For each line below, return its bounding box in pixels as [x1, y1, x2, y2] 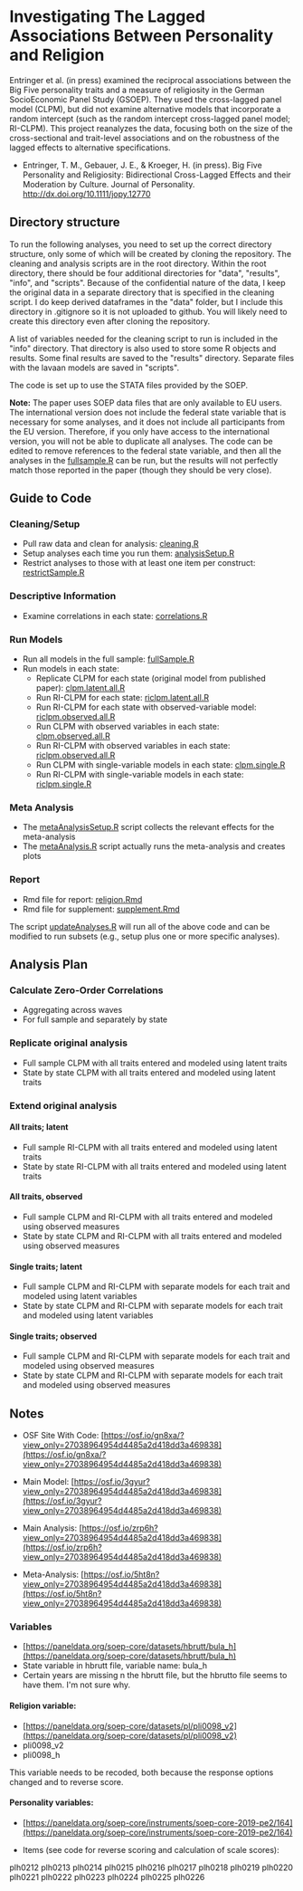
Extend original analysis [9, 1099, 118, 1112]
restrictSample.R [22, 568, 85, 578]
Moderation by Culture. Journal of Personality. [22, 178, 195, 189]
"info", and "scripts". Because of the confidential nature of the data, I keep [9, 277, 287, 288]
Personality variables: [9, 1797, 94, 1808]
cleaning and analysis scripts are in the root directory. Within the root [9, 258, 267, 269]
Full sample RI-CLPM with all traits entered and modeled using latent [22, 1141, 278, 1152]
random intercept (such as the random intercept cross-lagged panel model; [9, 113, 291, 124]
